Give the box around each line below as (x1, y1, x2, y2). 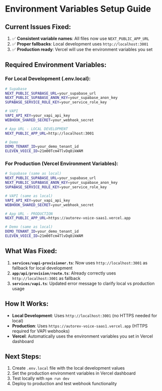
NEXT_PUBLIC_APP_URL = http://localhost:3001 (5, 131, 94, 136)
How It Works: (5, 300, 49, 308)
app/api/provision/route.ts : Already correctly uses (12, 270, 116, 276)
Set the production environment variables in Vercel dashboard (12, 370, 136, 376)
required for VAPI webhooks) (12, 328, 70, 334)
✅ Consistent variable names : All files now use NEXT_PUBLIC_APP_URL (12, 35, 149, 41)
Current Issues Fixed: (5, 23, 71, 31)
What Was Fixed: (5, 247, 57, 255)
